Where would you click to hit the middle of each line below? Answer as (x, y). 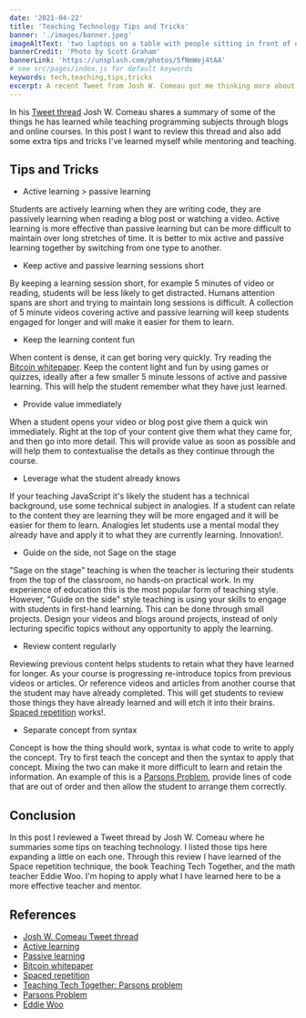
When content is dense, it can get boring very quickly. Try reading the (140, 358)
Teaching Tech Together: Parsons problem (102, 985)
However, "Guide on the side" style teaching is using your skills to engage (148, 600)
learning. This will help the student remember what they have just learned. (148, 387)
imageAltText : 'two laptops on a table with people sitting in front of (150, 43)
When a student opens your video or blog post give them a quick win (139, 422)
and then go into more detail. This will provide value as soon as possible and (153, 441)
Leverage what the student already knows (101, 478)
